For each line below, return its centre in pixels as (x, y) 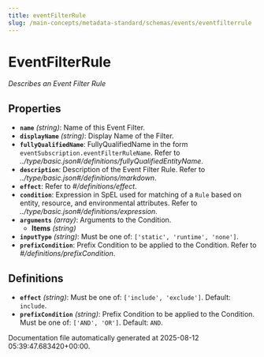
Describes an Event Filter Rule (57, 84)
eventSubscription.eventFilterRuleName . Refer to (100, 153)
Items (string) (54, 228)
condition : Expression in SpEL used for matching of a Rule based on (130, 195)
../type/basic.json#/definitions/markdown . (88, 178)
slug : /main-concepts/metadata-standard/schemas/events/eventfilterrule (130, 23)
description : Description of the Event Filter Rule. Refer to (112, 170)
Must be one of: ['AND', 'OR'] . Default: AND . (91, 323)
